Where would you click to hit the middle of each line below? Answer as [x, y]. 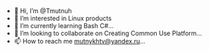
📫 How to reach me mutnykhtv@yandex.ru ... [80, 41]
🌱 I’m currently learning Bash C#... [64, 26]
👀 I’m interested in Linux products [62, 18]
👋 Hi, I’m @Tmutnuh [43, 11]
